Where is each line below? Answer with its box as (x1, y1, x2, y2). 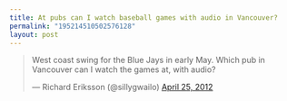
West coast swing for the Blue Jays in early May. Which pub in (31, 55, 266, 66)
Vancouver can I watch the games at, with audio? (31, 64, 216, 75)
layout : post (9, 30, 59, 39)
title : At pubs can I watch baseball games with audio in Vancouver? (9, 13, 279, 23)
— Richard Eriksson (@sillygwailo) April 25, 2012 (31, 82, 213, 93)
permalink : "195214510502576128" (9, 22, 136, 31)
